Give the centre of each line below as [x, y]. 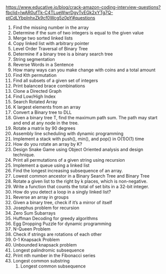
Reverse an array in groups [41, 197]
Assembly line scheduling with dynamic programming [68, 134]
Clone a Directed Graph [37, 91]
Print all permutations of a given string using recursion [69, 160]
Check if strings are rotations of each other [57, 234]
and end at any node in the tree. [46, 123]
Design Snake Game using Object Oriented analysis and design [78, 149]
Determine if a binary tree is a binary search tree [63, 54]
